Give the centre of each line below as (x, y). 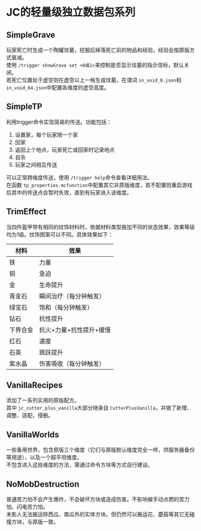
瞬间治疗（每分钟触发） (72, 296)
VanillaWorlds (33, 435)
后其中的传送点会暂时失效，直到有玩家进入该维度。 (69, 192)
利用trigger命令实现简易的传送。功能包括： (59, 122)
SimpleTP (25, 106)
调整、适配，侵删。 (30, 415)
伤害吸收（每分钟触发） (72, 364)
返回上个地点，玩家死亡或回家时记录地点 (65, 149)
